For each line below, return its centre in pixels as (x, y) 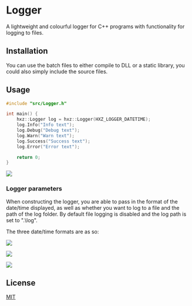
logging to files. (25, 32)
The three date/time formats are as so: (53, 232)
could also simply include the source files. (57, 72)
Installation (27, 51)
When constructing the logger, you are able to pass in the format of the (92, 201)
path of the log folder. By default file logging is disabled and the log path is (96, 214)
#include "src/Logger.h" (36, 103)
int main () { (22, 114)
